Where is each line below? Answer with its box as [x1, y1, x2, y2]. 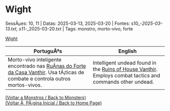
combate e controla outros [8, 75, 71, 82]
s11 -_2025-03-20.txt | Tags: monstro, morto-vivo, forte [19, 25, 133, 31]
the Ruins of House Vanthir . [93, 65, 158, 72]
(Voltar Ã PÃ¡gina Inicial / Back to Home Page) [5, 100, 102, 106]
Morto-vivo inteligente [8, 56, 62, 63]
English [118, 47, 137, 54]
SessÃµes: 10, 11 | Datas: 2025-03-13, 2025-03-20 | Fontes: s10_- [5, 20, 143, 26]
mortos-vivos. [8, 81, 42, 88]
